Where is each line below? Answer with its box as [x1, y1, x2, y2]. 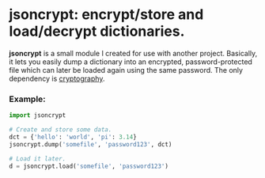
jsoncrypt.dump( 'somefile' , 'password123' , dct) [9, 140, 172, 148]
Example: [9, 93, 46, 104]
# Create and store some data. [9, 126, 112, 134]
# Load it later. [9, 154, 66, 163]
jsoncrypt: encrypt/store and [9, 6, 204, 24]
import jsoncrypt [9, 112, 66, 119]
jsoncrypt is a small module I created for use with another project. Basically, [9, 48, 258, 58]
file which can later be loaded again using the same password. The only [9, 65, 244, 74]
